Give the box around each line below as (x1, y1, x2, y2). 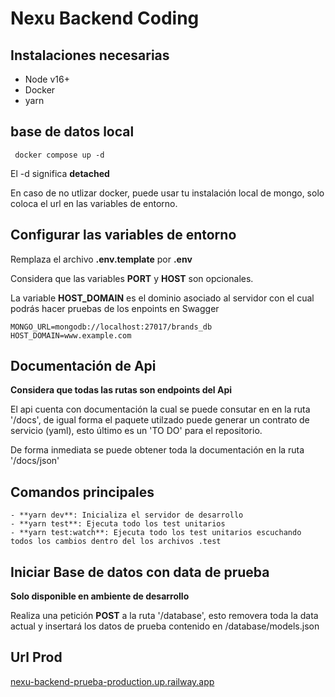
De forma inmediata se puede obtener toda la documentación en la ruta (10, 444, 305, 456)
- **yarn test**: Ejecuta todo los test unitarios (10, 519, 226, 529)
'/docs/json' (10, 455, 60, 467)
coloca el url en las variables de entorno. (10, 197, 178, 209)
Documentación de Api (10, 358, 157, 375)
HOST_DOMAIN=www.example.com (10, 330, 132, 341)
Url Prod (10, 649, 63, 666)
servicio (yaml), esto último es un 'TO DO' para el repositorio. (10, 425, 263, 437)
